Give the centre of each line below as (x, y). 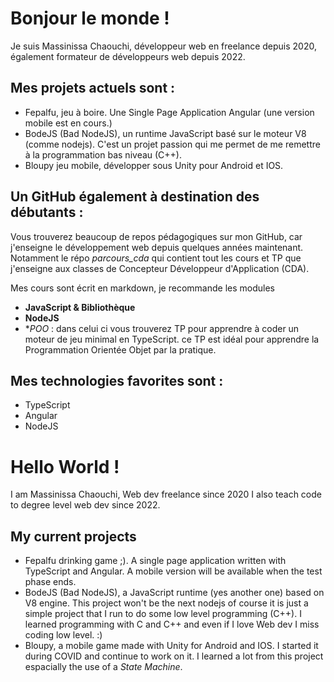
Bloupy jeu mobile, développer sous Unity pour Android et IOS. (154, 165)
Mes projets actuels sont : (93, 88)
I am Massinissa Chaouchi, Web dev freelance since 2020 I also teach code (166, 494)
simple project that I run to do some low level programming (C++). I (163, 614)
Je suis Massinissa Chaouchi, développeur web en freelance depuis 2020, (163, 46)
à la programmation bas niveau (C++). (103, 154)
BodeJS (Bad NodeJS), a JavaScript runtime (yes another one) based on (174, 593)
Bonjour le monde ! (90, 18)
